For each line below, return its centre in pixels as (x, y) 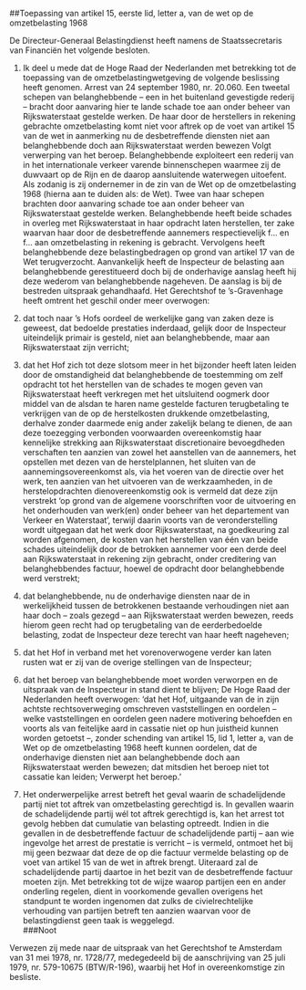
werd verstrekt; (51, 578)
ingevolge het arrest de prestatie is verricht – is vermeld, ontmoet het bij (158, 843)
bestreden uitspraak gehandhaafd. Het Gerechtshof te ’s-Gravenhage (153, 291)
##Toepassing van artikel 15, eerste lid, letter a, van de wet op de (132, 13)
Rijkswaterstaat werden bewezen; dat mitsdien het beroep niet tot (146, 767)
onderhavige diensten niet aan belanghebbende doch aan (131, 757)
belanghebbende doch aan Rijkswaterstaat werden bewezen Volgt (147, 146)
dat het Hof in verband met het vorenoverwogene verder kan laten (147, 652)
